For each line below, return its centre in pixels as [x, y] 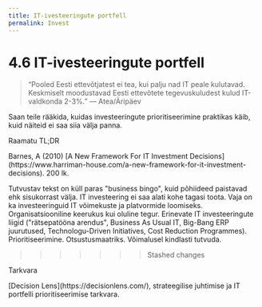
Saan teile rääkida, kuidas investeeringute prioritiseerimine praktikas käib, [129, 117]
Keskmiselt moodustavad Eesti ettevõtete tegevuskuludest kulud [134, 93]
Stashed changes [176, 255]
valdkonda [45, 101]
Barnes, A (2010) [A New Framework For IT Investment [98, 156]
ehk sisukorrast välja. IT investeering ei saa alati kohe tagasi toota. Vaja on [131, 197]
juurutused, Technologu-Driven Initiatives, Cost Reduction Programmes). [128, 231]
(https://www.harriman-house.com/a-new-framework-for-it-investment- [127, 165]
